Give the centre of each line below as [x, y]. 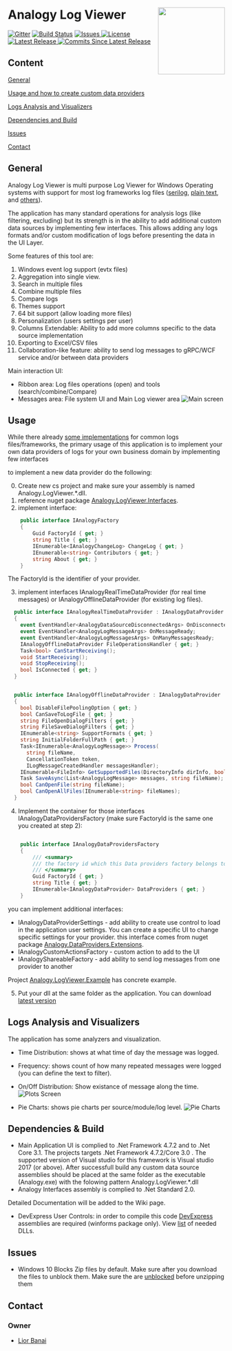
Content [26, 63]
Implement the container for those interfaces [81, 811]
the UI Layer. [26, 243]
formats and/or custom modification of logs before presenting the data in [112, 235]
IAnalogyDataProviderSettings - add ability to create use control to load [119, 922]
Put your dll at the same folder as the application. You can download [115, 993]
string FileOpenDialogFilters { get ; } [77, 721]
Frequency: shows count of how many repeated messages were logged [119, 1066]
